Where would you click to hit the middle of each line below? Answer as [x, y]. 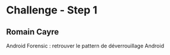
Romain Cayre [33, 32]
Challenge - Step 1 [52, 10]
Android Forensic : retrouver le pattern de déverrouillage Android [85, 46]
